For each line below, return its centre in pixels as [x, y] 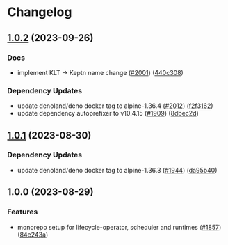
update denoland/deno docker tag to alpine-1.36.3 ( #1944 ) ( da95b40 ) [117, 170]
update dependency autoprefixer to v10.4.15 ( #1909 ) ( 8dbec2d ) [108, 113]
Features [23, 212]
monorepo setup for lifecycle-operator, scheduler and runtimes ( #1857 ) [119, 227]
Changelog [40, 12]
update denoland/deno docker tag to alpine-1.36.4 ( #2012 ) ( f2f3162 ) [115, 106]
